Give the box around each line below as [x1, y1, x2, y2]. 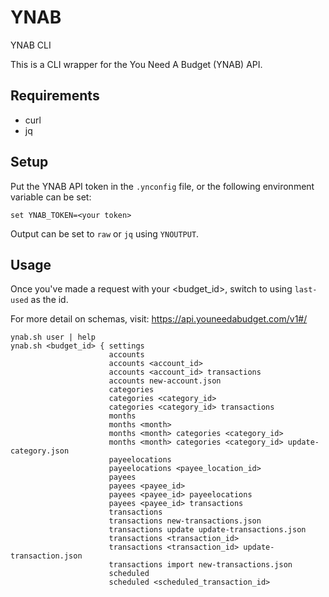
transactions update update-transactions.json [108, 525, 307, 535]
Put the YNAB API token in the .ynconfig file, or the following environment [10, 180, 315, 192]
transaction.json [10, 551, 83, 561]
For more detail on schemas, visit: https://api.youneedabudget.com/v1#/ [10, 313, 308, 325]
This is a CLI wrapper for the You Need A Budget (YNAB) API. [10, 58, 263, 70]
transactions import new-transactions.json [108, 560, 293, 570]
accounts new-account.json [108, 376, 222, 386]
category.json [10, 446, 70, 456]
